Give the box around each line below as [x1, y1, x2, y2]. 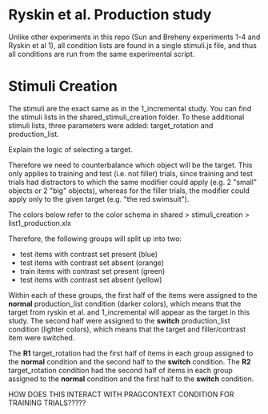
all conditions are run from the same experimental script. [8, 49, 195, 58]
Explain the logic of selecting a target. [8, 144, 134, 154]
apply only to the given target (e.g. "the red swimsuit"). [8, 194, 190, 203]
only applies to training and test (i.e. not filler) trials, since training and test [8, 168, 254, 178]
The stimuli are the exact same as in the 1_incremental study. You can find [8, 103, 252, 113]
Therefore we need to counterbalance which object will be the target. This [8, 160, 253, 170]
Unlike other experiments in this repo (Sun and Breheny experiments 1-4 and [8, 32, 261, 42]
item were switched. [8, 332, 75, 342]
